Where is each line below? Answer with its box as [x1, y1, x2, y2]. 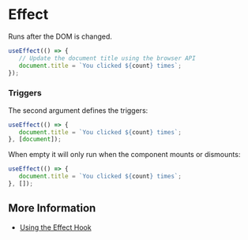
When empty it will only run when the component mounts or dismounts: [8, 150, 241, 159]
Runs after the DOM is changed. [8, 32, 113, 41]
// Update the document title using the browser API [18, 54, 196, 62]
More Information [8, 201, 96, 215]
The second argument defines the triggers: [8, 105, 148, 115]
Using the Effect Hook [19, 223, 92, 232]
